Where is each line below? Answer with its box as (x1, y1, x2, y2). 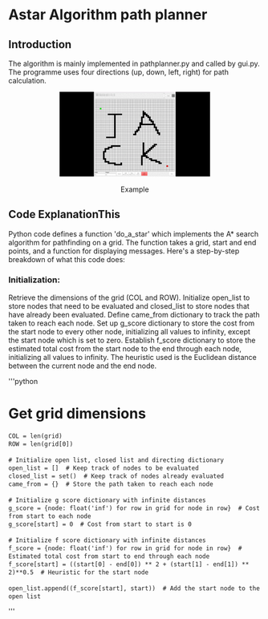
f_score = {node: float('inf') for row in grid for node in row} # (8, 544, 242, 552)
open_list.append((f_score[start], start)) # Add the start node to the (8, 584, 261, 593)
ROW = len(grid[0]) (8, 439, 74, 448)
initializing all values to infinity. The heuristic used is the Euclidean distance (8, 352, 257, 362)
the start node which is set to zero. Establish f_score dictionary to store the (8, 335, 256, 345)
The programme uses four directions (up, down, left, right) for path (8, 67, 229, 77)
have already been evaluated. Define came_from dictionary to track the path (8, 309, 260, 319)
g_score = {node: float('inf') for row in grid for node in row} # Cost (8, 504, 261, 512)
